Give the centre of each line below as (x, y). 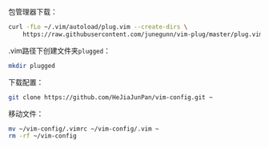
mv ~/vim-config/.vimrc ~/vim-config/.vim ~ (84, 129)
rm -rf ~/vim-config (43, 136)
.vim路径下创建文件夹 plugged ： (59, 50)
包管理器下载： (33, 12)
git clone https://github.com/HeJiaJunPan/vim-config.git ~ (111, 97)
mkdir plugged (32, 66)
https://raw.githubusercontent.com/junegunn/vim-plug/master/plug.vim (143, 34)
